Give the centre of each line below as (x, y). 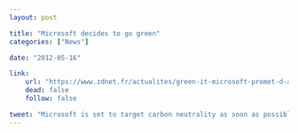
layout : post (33, 17)
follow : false (51, 98)
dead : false (47, 90)
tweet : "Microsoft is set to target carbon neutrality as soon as (134, 114)
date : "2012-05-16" (45, 58)
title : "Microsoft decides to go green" (85, 33)
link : (19, 74)
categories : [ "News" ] (49, 42)
